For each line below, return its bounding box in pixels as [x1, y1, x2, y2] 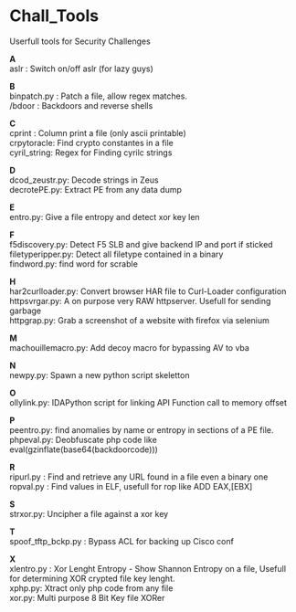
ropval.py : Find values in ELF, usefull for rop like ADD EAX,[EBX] [9, 480, 253, 491]
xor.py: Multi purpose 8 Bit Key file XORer [9, 592, 165, 603]
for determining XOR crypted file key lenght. [9, 573, 175, 584]
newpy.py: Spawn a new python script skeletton [9, 369, 190, 380]
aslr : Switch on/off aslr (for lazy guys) [9, 63, 153, 74]
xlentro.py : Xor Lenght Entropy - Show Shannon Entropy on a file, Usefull [9, 563, 286, 574]
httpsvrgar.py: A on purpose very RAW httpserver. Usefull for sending [9, 295, 271, 306]
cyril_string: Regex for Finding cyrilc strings [9, 147, 173, 158]
